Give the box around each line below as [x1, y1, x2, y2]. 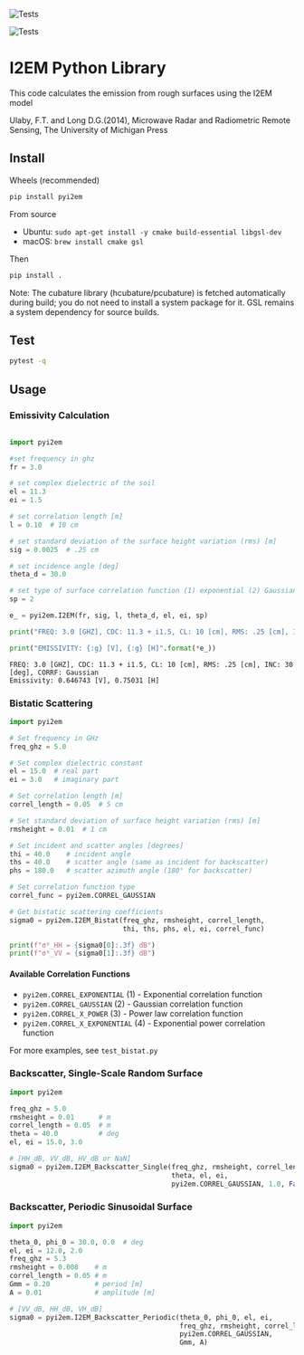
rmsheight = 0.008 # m [9, 1263, 107, 1272]
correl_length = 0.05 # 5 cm [9, 800, 124, 809]
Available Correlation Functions [9, 969, 131, 979]
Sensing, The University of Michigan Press [9, 124, 168, 135]
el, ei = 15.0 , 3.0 [9, 1138, 83, 1147]
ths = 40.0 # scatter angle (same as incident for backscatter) [9, 858, 270, 867]
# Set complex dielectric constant [9, 759, 144, 768]
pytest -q [9, 357, 47, 366]
